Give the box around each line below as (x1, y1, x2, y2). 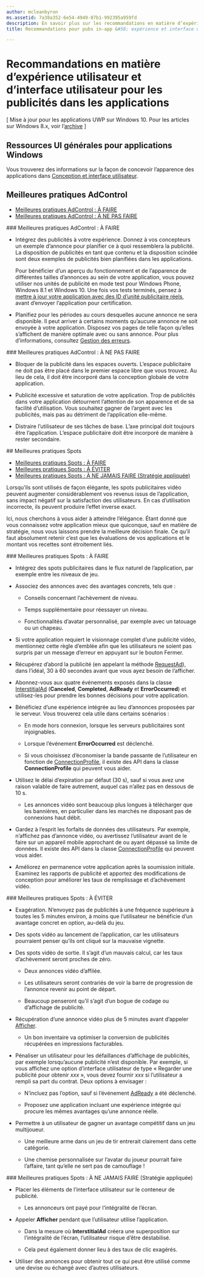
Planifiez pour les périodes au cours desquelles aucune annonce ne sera (15, 311, 197, 318)
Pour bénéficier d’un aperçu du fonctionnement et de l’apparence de (15, 267, 187, 274)
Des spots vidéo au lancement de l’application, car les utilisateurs (15, 930, 179, 938)
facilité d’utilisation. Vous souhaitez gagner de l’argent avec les (15, 404, 172, 412)
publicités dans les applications (6, 96, 170, 110)
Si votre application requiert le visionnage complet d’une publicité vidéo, (15, 636, 196, 643)
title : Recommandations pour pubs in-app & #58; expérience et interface (6, 26, 194, 32)
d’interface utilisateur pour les (6, 83, 163, 97)
